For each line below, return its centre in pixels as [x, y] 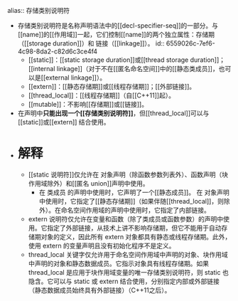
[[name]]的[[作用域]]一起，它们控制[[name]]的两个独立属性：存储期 [116, 35]
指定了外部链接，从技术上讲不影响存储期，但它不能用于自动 [134, 228]
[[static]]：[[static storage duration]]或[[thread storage [108, 60]
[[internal [42, 69]
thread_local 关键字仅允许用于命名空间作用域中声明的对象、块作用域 [128, 254]
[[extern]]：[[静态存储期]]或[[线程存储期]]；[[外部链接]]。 [112, 86]
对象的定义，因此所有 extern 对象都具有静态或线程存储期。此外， [136, 236]
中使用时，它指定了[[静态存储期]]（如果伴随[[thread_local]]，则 [131, 201]
